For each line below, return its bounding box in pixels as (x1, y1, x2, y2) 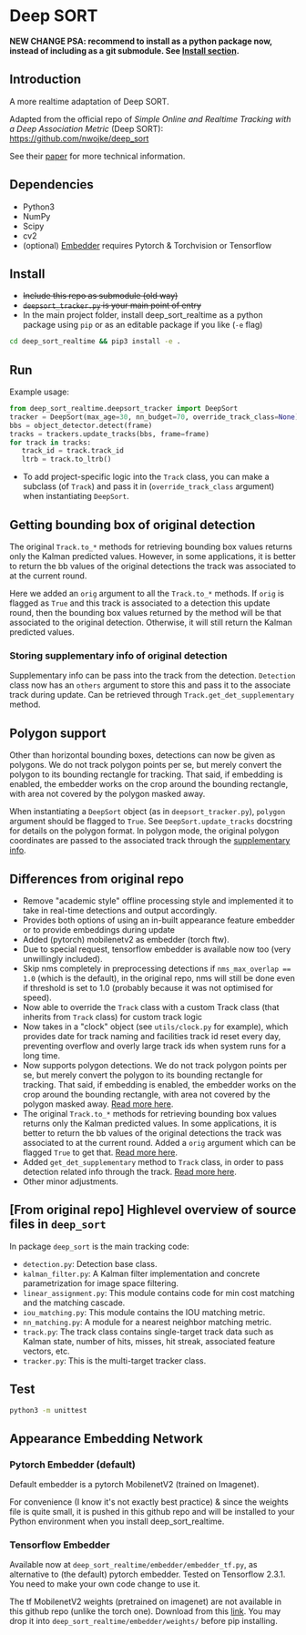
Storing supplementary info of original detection (9, 649, 228, 661)
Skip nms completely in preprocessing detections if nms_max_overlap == (22, 963, 291, 974)
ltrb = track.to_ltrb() (21, 455, 112, 465)
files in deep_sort (9, 1217, 107, 1232)
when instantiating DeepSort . (22, 491, 129, 502)
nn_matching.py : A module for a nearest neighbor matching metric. (22, 1316, 272, 1327)
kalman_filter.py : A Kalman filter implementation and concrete (22, 1268, 260, 1279)
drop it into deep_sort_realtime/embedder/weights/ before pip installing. (9, 1616, 278, 1627)
